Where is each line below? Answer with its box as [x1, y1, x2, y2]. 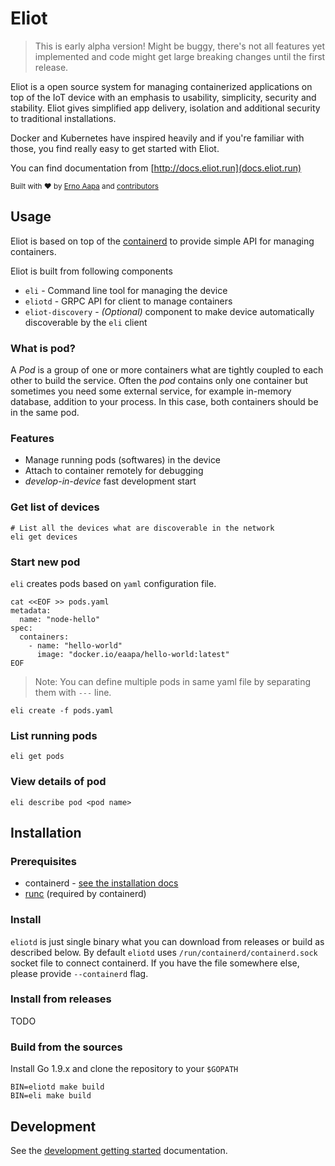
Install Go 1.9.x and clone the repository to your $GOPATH [10, 1063, 239, 1075]
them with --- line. [34, 686, 112, 698]
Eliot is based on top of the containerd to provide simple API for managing [10, 235, 315, 247]
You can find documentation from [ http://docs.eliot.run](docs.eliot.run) [10, 162, 302, 174]
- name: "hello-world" [28, 640, 123, 651]
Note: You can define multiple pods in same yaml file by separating [34, 675, 311, 687]
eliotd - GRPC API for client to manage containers [24, 295, 233, 307]
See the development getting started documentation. [10, 1144, 228, 1156]
